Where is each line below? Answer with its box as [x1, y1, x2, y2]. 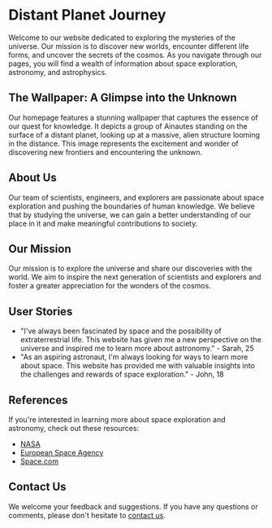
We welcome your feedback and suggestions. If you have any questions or [8, 501, 258, 511]
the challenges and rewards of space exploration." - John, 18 [19, 369, 225, 380]
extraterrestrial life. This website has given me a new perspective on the [19, 335, 262, 345]
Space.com [19, 456, 59, 466]
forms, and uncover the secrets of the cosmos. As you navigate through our [8, 50, 262, 59]
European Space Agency [19, 448, 104, 457]
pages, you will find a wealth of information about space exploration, [8, 59, 238, 68]
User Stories [8, 304, 73, 319]
